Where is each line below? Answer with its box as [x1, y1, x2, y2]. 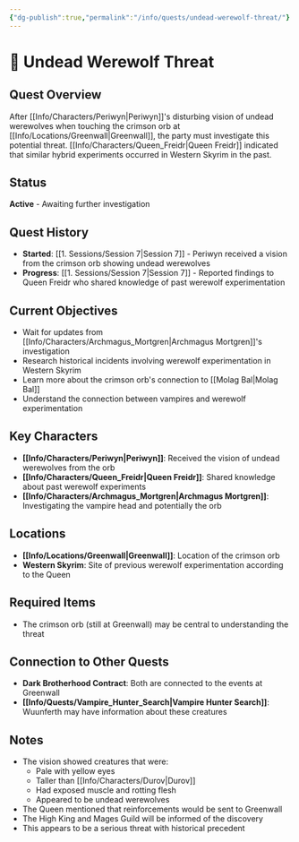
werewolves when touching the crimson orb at [9, 120, 181, 131]
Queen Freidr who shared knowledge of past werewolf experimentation [21, 277, 286, 288]
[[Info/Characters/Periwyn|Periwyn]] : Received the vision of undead [21, 452, 280, 463]
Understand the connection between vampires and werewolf [21, 393, 246, 404]
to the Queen [21, 569, 72, 580]
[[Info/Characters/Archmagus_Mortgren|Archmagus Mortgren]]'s [21, 337, 262, 348]
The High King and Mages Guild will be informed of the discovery [21, 813, 264, 824]
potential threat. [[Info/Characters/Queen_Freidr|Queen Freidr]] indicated [9, 140, 279, 150]
